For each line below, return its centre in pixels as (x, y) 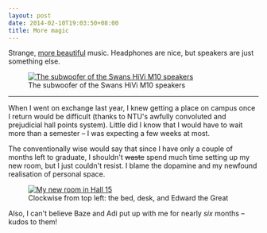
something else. (35, 61)
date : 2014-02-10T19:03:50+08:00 (64, 23)
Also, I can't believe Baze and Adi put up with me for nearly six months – (126, 214)
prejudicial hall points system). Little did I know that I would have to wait (126, 125)
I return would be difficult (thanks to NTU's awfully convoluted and (117, 117)
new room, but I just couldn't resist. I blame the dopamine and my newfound (133, 166)
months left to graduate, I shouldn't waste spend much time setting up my (129, 157)
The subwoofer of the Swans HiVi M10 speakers (107, 85)
